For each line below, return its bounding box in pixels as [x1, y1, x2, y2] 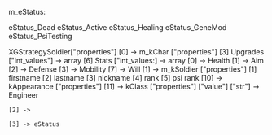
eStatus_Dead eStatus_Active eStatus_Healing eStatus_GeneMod [8, 23, 227, 32]
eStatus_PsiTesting [8, 32, 72, 41]
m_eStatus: [8, 7, 46, 16]
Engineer [8, 90, 39, 100]
